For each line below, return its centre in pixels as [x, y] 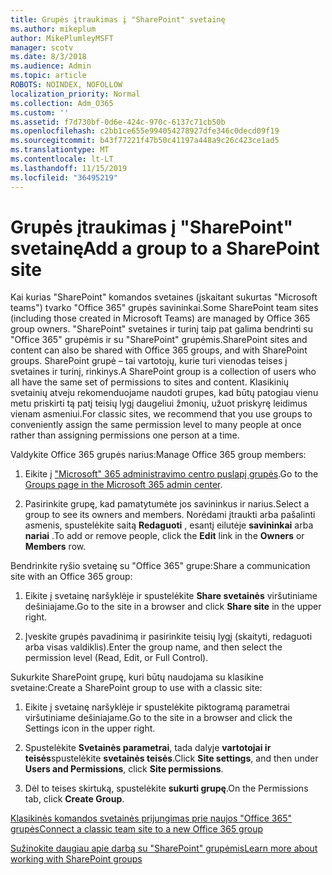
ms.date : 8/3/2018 [48, 57]
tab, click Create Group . [74, 799]
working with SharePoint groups [76, 859]
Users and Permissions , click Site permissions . [124, 769]
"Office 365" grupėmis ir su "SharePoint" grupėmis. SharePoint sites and [159, 340]
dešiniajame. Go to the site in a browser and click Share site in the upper [173, 607]
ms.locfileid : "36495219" [64, 177]
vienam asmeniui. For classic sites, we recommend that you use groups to [161, 414]
